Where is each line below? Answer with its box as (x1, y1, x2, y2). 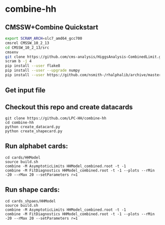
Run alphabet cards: (5, 142, 68, 150)
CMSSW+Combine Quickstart (5, 23, 98, 31)
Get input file (5, 86, 46, 94)
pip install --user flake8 (5, 63, 60, 68)
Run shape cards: (5, 186, 60, 194)
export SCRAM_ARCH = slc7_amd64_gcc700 (5, 36, 82, 41)
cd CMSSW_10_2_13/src (5, 45, 50, 50)
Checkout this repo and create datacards (5, 103, 133, 111)
